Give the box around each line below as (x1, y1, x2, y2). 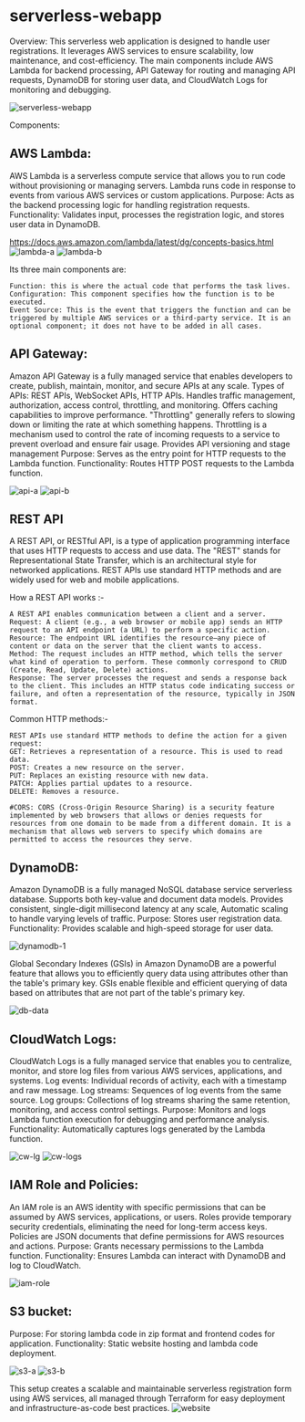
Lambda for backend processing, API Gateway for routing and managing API (9, 65, 296, 76)
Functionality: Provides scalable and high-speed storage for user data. (9, 923, 274, 934)
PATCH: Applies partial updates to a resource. (9, 779, 194, 789)
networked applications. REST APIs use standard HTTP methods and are (9, 565, 282, 576)
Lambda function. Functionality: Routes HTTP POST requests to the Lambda (9, 457, 295, 468)
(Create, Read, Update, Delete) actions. (9, 665, 169, 675)
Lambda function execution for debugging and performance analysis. (9, 1114, 270, 1124)
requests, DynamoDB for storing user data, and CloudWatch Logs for (9, 74, 269, 85)
